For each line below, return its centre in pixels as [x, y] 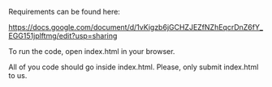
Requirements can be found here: [64, 12]
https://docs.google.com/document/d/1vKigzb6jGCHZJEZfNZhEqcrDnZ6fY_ [136, 27]
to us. [18, 75]
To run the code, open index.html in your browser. [92, 51]
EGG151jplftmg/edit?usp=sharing [63, 36]
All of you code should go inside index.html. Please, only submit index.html [134, 67]
